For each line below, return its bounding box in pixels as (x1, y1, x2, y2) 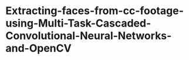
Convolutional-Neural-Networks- (5, 29, 172, 42)
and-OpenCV (5, 42, 72, 55)
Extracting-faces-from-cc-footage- (5, 4, 184, 18)
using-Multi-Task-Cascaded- (5, 16, 151, 30)
